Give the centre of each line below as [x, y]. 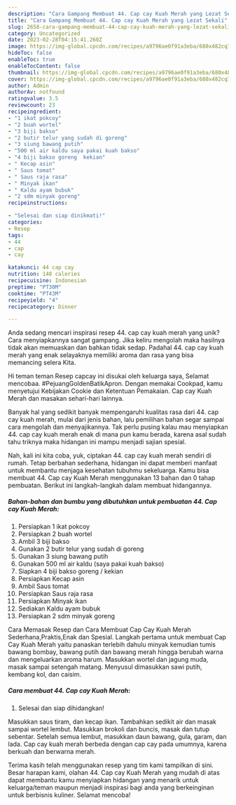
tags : [16, 235]
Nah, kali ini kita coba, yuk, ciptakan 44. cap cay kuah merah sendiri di [110, 455]
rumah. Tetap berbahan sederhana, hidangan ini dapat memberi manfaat [113, 463]
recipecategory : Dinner [43, 307]
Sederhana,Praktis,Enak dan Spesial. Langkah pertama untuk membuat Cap [117, 637]
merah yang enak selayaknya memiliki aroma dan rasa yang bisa [101, 355]
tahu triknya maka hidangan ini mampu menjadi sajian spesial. [97, 442]
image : [18, 46]
